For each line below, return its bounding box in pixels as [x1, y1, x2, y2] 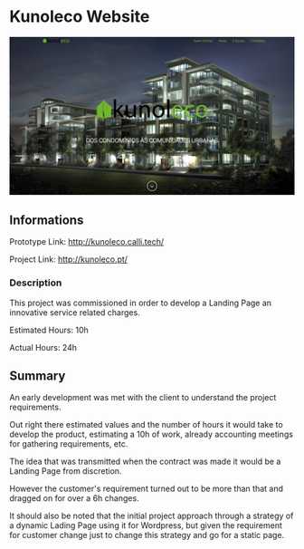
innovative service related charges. [9, 306, 140, 318]
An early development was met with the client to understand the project [9, 392, 277, 403]
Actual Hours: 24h [9, 342, 78, 352]
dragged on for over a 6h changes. [9, 493, 139, 504]
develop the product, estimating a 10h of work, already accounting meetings [9, 429, 294, 440]
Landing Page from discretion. [9, 466, 122, 477]
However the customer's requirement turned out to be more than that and [9, 483, 283, 495]
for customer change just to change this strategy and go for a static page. [9, 530, 285, 541]
